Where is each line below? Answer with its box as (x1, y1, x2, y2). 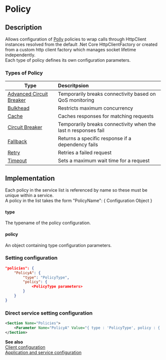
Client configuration (5, 344, 45, 350)
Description (5, 23, 42, 32)
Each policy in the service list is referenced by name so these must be (5, 187, 148, 193)
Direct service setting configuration (5, 310, 93, 317)
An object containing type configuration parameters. (5, 242, 112, 248)
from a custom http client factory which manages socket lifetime (5, 47, 136, 52)
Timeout (7, 157, 27, 164)
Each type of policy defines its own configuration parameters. (5, 57, 131, 63)
